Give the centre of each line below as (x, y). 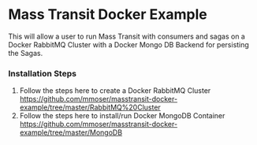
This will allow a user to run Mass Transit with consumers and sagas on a (127, 36)
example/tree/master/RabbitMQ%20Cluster (90, 107)
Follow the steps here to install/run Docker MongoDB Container (122, 116)
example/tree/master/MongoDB (71, 132)
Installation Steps (43, 73)
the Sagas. (26, 53)
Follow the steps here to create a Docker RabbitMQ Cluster (115, 91)
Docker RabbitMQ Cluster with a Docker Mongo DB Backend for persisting (129, 44)
